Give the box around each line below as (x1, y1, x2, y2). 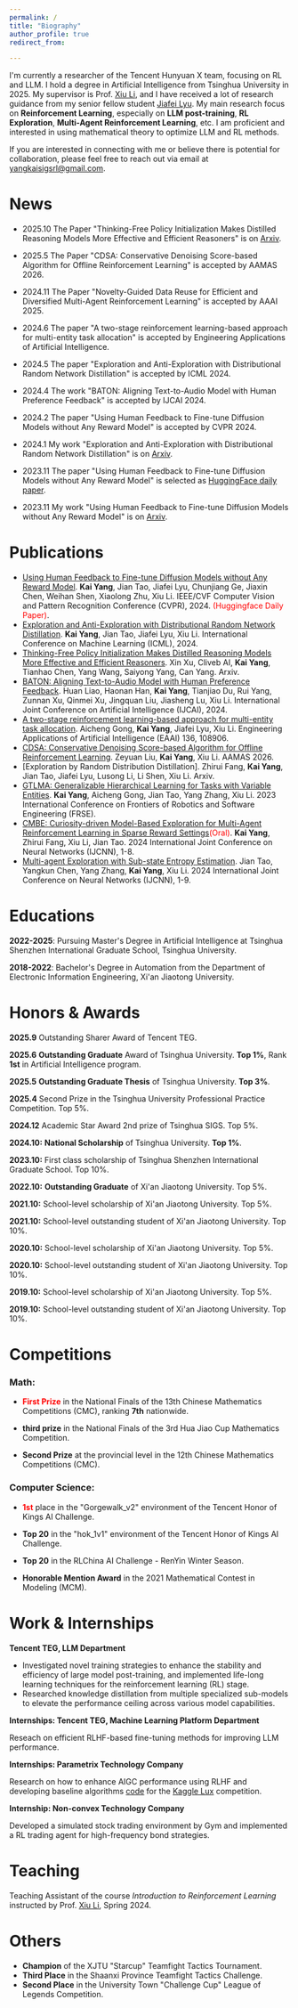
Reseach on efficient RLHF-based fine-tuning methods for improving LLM (9, 1732, 279, 1743)
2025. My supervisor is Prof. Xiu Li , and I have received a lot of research (9, 89, 274, 100)
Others (9, 1931, 62, 1951)
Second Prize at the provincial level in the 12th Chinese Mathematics (21, 1450, 274, 1460)
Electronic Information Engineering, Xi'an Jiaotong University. (9, 971, 235, 982)
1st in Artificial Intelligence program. (9, 1059, 141, 1069)
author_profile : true (9, 29, 90, 38)
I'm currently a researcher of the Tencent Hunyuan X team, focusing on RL (9, 70, 283, 81)
